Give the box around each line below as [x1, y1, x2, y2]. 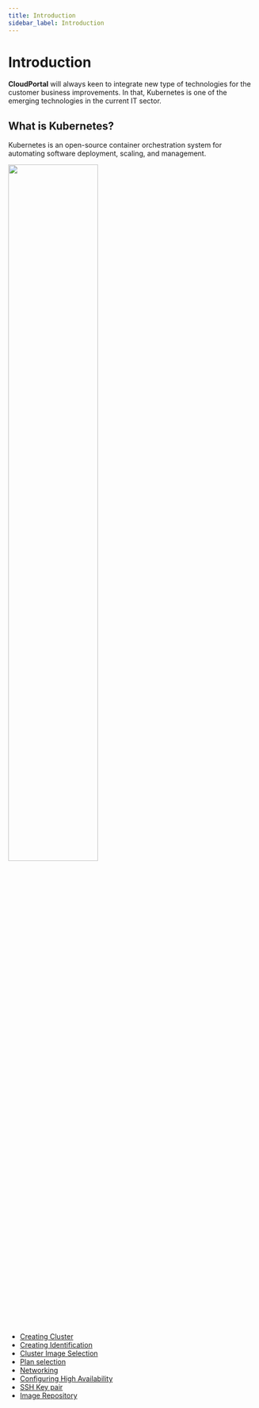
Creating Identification [19, 1341, 93, 1350]
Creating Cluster [19, 1332, 74, 1341]
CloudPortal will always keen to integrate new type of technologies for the [8, 79, 251, 89]
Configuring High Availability [19, 1374, 113, 1383]
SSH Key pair [19, 1383, 63, 1392]
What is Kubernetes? [8, 119, 115, 133]
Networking [19, 1366, 59, 1375]
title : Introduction [8, 11, 77, 20]
